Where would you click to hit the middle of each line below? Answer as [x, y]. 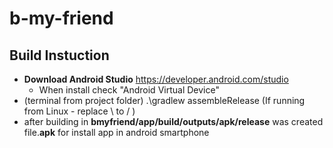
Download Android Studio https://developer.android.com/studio [156, 79]
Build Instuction [59, 55]
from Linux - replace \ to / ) [79, 111]
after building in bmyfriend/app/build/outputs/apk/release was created [173, 121]
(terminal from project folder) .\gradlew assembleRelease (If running [164, 100]
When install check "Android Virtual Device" [129, 90]
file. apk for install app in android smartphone [116, 132]
